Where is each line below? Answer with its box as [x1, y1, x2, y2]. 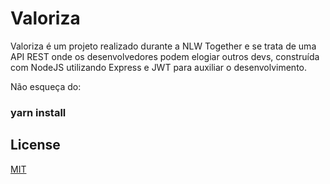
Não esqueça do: [10, 80, 82, 92]
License [10, 137, 61, 154]
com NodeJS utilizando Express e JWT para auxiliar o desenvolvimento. [10, 61, 308, 73]
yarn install [10, 105, 67, 119]
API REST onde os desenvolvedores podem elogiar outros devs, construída [10, 50, 320, 62]
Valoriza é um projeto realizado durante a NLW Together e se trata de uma [10, 40, 317, 52]
